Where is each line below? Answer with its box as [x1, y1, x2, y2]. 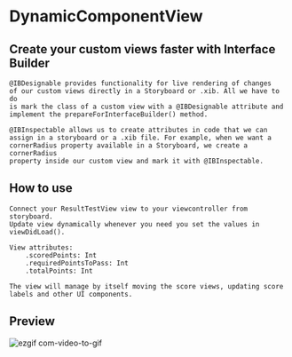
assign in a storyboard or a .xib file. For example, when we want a [9, 133, 272, 142]
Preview [9, 313, 56, 329]
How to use [9, 180, 73, 196]
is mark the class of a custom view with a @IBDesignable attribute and [9, 102, 284, 111]
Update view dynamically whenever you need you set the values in [9, 219, 260, 228]
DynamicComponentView [9, 6, 203, 27]
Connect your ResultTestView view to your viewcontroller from [9, 204, 249, 213]
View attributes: [9, 242, 74, 252]
